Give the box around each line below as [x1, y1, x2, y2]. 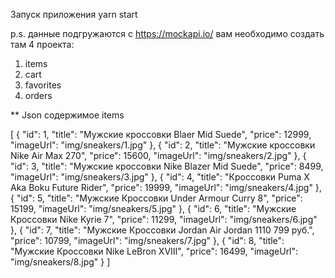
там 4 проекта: [10, 39, 75, 50]
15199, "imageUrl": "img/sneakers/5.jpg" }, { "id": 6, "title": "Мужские [10, 203, 297, 214]
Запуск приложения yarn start [10, 9, 138, 20]
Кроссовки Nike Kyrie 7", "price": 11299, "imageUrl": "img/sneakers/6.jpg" [10, 214, 318, 225]
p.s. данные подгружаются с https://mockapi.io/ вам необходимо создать [10, 28, 325, 39]
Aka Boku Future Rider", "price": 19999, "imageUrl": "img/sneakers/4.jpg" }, [10, 182, 322, 193]
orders [24, 90, 53, 101]
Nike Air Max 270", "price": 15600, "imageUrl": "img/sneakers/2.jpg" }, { [10, 150, 307, 161]
